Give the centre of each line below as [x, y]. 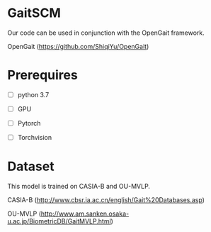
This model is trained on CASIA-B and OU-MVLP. [79, 187]
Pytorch [29, 123]
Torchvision [34, 138]
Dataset [31, 166]
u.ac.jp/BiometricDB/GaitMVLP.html [59, 221]
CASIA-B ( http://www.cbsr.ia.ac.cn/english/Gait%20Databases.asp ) [106, 200]
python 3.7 [33, 94]
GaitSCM [34, 13]
